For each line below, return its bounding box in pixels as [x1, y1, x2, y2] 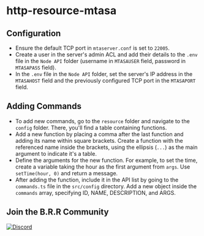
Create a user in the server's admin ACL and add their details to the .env [15, 51, 198, 58]
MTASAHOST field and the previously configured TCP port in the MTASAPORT [15, 77, 196, 84]
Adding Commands [6, 101, 81, 112]
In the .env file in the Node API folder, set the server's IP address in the [15, 70, 193, 77]
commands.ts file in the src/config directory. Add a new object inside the [15, 182, 197, 190]
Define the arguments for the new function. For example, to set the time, [15, 156, 198, 164]
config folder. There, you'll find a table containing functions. [15, 124, 167, 131]
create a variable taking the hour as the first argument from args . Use [15, 163, 191, 170]
